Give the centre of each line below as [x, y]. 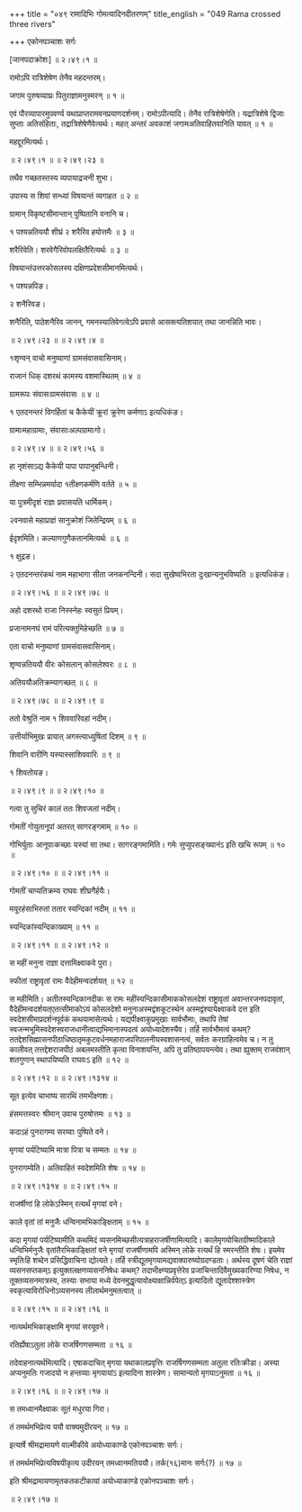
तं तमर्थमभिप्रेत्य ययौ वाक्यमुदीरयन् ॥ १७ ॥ [69, 1427]
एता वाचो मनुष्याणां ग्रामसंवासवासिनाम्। [62, 646]
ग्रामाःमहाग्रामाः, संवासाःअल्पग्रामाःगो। [58, 430]
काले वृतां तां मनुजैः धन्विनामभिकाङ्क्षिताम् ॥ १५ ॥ [79, 1222]
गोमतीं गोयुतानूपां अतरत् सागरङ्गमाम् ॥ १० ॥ [73, 826]
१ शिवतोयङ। [29, 772]
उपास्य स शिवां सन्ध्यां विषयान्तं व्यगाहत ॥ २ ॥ [74, 196]
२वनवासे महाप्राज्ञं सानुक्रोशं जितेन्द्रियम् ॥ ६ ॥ [73, 520]
